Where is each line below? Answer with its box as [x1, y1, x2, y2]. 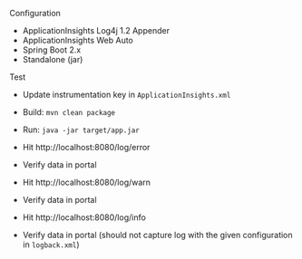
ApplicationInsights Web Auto [22, 35, 133, 45]
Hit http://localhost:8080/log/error [22, 142, 151, 152]
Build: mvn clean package [22, 107, 116, 117]
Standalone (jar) [22, 54, 83, 64]
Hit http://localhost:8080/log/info [22, 212, 147, 223]
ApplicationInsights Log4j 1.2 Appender [22, 25, 170, 35]
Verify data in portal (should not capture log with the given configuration [22, 230, 293, 240]
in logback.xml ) [22, 239, 80, 250]
